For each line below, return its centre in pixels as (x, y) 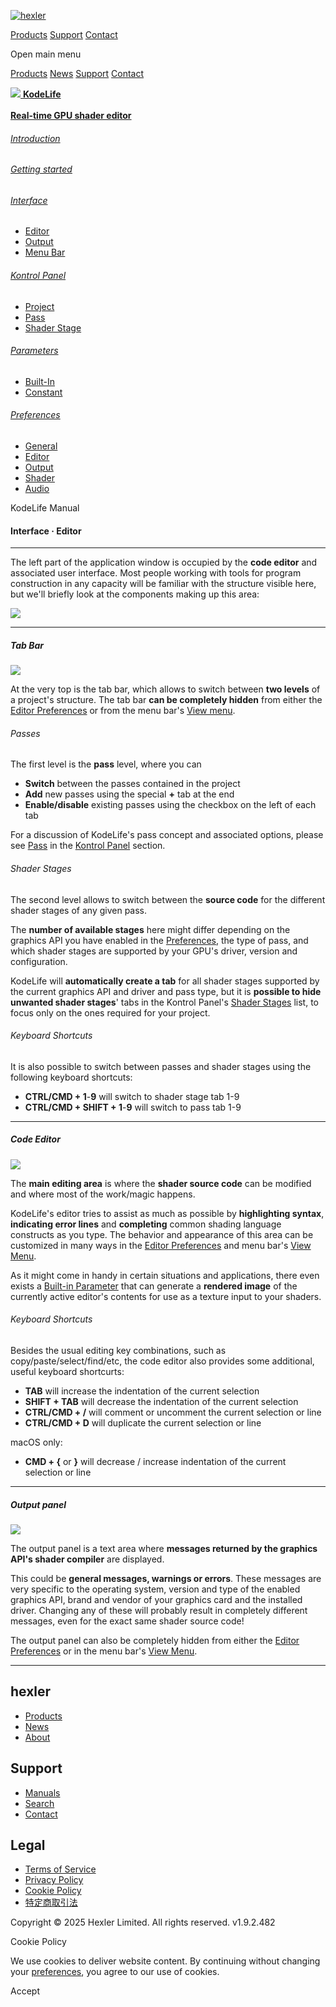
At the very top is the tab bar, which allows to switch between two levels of (165, 689)
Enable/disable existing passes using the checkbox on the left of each (170, 805)
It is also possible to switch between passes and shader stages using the (161, 1066)
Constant (43, 392)
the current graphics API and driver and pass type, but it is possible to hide (166, 991)
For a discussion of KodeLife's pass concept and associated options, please (167, 835)
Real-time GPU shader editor (71, 115)
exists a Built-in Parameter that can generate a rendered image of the (154, 1286)
